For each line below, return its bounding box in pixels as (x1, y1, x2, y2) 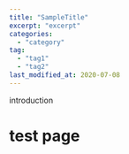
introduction (9, 95, 54, 105)
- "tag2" (17, 63, 49, 72)
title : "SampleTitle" (9, 12, 89, 22)
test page (9, 126, 80, 146)
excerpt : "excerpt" (9, 21, 81, 30)
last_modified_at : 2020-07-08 (9, 71, 121, 80)
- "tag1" (17, 54, 49, 63)
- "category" (17, 37, 65, 47)
